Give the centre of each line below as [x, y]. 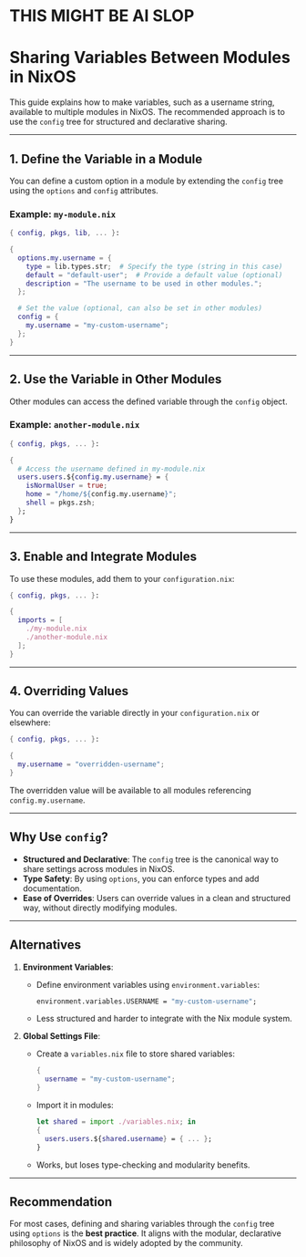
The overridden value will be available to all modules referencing [131, 790]
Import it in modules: [75, 1106]
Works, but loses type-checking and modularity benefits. [143, 1165]
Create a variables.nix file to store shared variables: [135, 1054]
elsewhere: [30, 722]
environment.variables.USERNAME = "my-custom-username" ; [147, 1001]
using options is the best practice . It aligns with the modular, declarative [146, 1233]
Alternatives [46, 945]
